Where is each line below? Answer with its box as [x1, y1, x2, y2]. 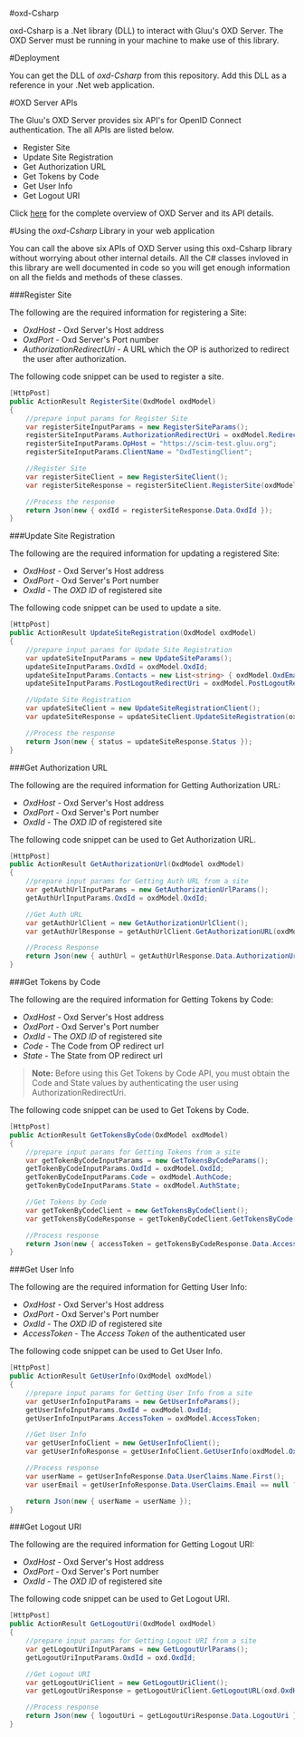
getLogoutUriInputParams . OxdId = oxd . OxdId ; [25, 1653, 196, 1663]
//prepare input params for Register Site [25, 414, 188, 423]
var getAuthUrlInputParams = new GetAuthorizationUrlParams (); [25, 885, 270, 894]
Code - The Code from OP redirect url [22, 1040, 165, 1051]
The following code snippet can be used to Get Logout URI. [9, 1594, 231, 1605]
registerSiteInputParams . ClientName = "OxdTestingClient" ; [25, 448, 253, 457]
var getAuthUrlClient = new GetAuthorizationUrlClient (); [25, 918, 249, 928]
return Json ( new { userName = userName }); [25, 1497, 193, 1506]
